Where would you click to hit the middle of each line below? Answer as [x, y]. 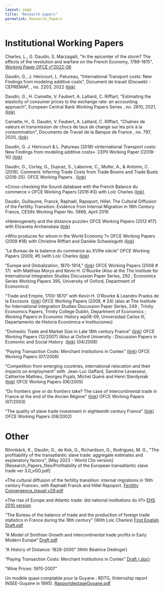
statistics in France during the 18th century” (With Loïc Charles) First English [82, 520]
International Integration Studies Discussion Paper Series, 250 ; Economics [81, 276]
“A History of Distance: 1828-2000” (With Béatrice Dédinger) [66, 550]
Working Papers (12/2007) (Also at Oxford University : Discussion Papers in [81, 337]
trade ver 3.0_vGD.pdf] [28, 471]
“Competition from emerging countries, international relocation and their [78, 366]
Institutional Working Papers [64, 43]
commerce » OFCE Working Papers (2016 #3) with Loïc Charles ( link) [75, 192]
